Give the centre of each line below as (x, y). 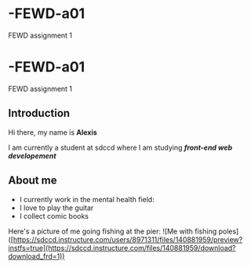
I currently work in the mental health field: (87, 199)
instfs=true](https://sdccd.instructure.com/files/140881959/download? (122, 248)
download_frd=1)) (36, 256)
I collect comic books (54, 215)
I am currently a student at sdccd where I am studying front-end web (120, 147)
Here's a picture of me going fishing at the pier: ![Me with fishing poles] (124, 231)
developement (32, 156)
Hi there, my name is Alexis (53, 132)
